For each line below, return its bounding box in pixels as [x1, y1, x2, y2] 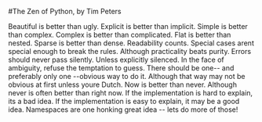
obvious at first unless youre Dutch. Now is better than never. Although [8, 80, 238, 89]
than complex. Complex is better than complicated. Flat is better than [8, 30, 231, 39]
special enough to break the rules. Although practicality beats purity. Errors [8, 47, 252, 56]
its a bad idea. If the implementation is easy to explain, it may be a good [8, 97, 240, 106]
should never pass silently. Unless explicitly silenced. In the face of [8, 55, 225, 64]
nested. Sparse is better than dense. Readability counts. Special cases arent [8, 38, 255, 48]
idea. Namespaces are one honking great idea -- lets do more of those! [8, 105, 238, 114]
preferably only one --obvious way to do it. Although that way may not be [8, 72, 246, 81]
